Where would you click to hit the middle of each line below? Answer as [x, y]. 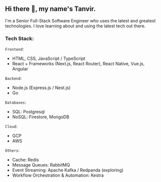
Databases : [16, 102]
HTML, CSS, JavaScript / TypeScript [49, 58]
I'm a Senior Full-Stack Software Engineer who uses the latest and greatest [80, 20]
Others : [12, 150]
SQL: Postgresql [28, 112]
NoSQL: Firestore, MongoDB [41, 117]
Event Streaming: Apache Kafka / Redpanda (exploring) [68, 170]
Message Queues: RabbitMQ [41, 165]
